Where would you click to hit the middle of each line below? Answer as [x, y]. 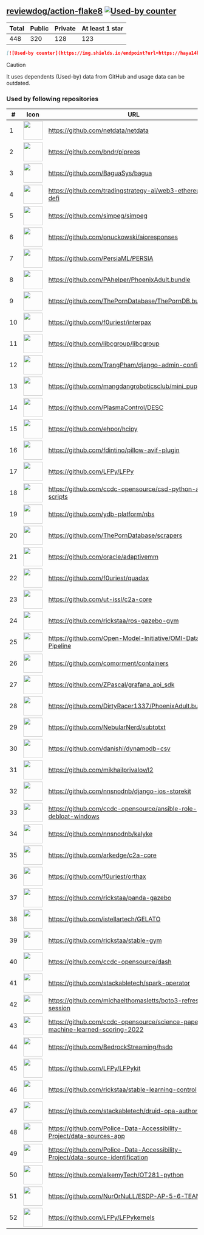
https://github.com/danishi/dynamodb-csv [110, 748]
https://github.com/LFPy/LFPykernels [101, 1217]
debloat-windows [74, 816]
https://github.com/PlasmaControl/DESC [106, 407]
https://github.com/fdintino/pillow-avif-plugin [114, 450]
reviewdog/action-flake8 [55, 11]
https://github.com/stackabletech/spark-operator [119, 983]
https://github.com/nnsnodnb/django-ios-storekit [120, 791]
